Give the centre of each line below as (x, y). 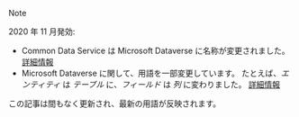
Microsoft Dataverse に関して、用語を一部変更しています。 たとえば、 (151, 73)
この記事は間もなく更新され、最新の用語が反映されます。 (115, 103)
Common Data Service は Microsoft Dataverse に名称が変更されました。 (155, 50)
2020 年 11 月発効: (42, 31)
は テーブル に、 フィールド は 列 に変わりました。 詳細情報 (172, 84)
